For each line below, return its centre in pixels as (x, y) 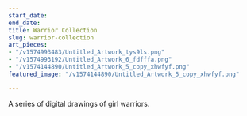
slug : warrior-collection (51, 37)
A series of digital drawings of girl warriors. (79, 103)
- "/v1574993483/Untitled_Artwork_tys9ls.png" (87, 52)
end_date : (25, 23)
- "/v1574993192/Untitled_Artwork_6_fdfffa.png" (90, 60)
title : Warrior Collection (53, 30)
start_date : (28, 15)
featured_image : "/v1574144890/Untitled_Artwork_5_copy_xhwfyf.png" (124, 74)
